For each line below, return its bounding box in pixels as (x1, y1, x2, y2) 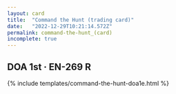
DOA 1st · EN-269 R (7, 61, 91, 73)
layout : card (7, 10, 45, 17)
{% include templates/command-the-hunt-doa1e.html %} (7, 79, 169, 87)
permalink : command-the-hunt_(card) (7, 29, 113, 36)
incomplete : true (7, 36, 57, 43)
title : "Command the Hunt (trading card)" (7, 16, 135, 23)
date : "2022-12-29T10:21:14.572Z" (7, 23, 113, 30)
